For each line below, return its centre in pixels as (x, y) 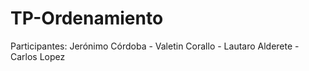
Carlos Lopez (38, 56)
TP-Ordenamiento (87, 18)
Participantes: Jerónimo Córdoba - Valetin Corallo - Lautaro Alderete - (155, 46)
